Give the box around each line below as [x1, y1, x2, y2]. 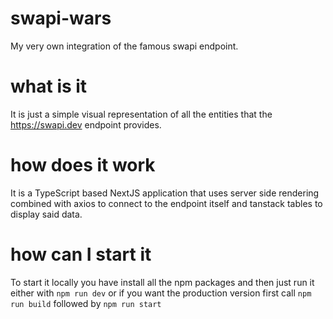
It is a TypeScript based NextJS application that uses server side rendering [10, 187, 320, 199]
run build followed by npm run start [10, 297, 162, 309]
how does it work [10, 154, 156, 177]
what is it [10, 75, 88, 98]
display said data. [10, 208, 83, 220]
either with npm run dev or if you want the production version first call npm [10, 287, 312, 299]
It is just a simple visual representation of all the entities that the [10, 108, 273, 120]
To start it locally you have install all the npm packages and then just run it [10, 276, 315, 288]
